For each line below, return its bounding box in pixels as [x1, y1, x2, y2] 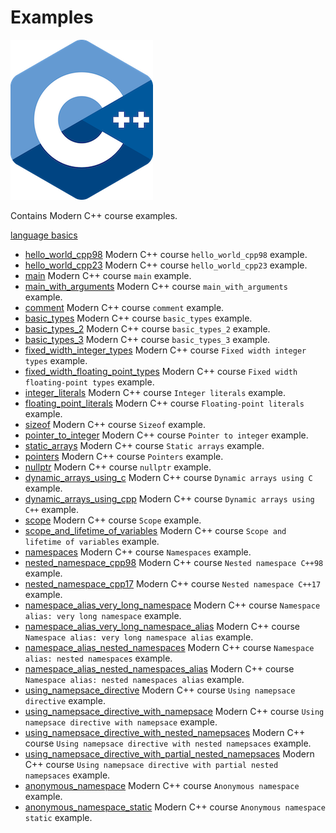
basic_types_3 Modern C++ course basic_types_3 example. [24, 333, 271, 345]
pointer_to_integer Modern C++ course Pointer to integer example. [24, 429, 309, 441]
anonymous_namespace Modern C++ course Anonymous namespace [24, 779, 300, 791]
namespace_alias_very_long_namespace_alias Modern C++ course [24, 620, 300, 632]
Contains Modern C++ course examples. [10, 209, 178, 221]
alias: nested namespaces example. [24, 652, 173, 664]
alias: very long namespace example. [24, 609, 182, 621]
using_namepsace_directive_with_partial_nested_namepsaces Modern [24, 747, 315, 760]
